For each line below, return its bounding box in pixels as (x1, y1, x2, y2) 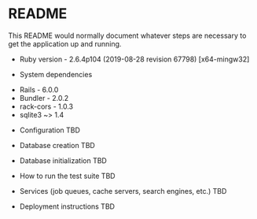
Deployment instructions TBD (19, 202, 116, 211)
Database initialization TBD (19, 155, 108, 165)
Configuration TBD (19, 125, 81, 135)
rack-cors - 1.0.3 (19, 102, 73, 111)
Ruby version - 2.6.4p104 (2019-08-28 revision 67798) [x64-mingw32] (19, 54, 250, 64)
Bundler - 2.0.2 (19, 93, 69, 102)
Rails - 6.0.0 (19, 84, 59, 95)
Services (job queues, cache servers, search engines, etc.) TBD (19, 186, 227, 195)
